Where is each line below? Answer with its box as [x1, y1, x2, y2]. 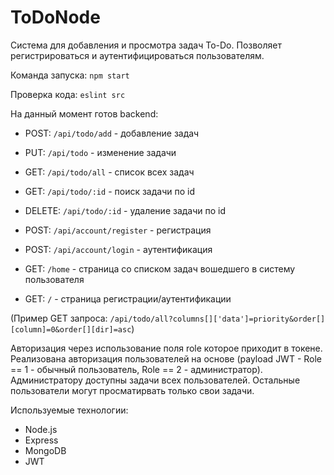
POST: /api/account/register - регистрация [24, 224, 212, 236]
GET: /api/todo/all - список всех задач [24, 166, 195, 178]
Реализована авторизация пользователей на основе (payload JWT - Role [10, 352, 323, 365]
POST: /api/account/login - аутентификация [24, 243, 213, 255]
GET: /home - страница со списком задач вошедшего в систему [24, 262, 296, 275]
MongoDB [24, 444, 67, 456]
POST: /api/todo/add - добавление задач [24, 127, 200, 139]
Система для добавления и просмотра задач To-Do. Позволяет [10, 39, 282, 51]
